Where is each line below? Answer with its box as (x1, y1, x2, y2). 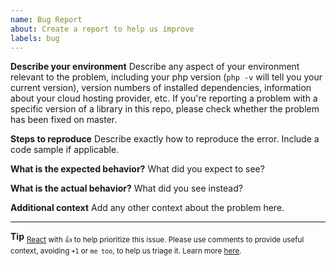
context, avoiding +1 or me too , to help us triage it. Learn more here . (10, 246, 242, 256)
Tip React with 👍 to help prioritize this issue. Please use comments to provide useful (10, 231, 305, 245)
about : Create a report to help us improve (10, 24, 195, 34)
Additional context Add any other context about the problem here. (10, 202, 285, 214)
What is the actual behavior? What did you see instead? (10, 182, 243, 195)
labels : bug (10, 33, 60, 43)
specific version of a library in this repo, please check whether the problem (10, 103, 320, 115)
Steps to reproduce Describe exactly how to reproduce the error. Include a (10, 133, 320, 145)
